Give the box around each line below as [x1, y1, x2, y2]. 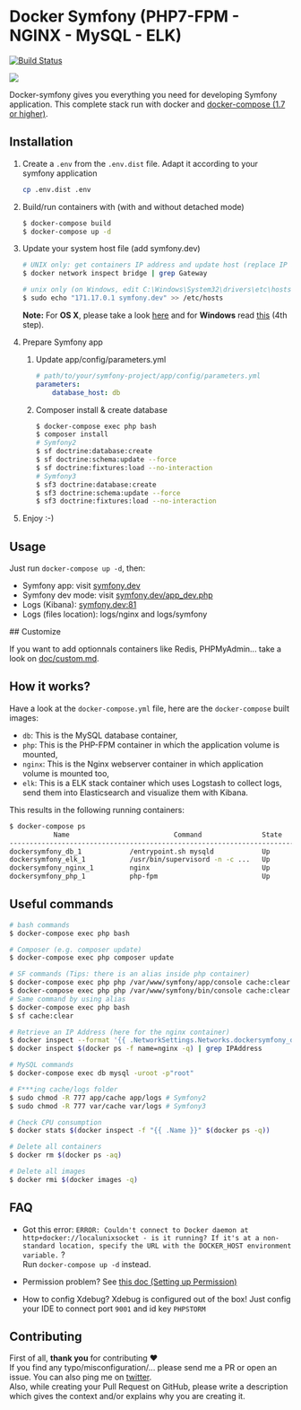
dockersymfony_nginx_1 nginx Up [9, 863, 271, 872]
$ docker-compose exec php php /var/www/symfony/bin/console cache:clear [9, 986, 291, 995]
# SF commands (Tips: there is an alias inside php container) [9, 969, 251, 979]
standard [21, 1241, 56, 1250]
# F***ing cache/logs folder [9, 1084, 118, 1094]
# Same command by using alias [9, 994, 126, 1003]
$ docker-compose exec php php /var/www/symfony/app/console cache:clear [9, 978, 291, 987]
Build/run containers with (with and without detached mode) [21, 201, 245, 212]
